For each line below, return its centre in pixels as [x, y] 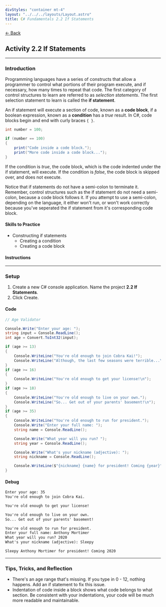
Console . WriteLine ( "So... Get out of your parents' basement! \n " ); [85, 402]
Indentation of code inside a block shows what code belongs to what [82, 590]
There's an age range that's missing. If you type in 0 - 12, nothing [79, 579]
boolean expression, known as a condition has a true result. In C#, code [79, 115]
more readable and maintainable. [46, 601]
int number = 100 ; [24, 130]
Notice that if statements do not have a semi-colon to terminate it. [72, 187]
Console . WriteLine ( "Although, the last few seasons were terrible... [87, 360]
